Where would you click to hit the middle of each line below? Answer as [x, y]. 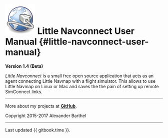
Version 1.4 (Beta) [24, 66]
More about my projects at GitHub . [41, 106]
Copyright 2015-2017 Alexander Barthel [46, 116]
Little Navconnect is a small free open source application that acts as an [79, 76]
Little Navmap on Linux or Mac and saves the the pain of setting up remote [82, 86]
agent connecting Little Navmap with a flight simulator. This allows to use [80, 81]
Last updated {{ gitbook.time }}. [38, 130]
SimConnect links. [24, 92]
